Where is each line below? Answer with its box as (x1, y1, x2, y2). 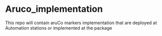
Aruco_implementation (5, 3, 103, 15)
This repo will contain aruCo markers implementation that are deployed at (5, 20, 157, 26)
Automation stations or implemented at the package (5, 25, 112, 31)
